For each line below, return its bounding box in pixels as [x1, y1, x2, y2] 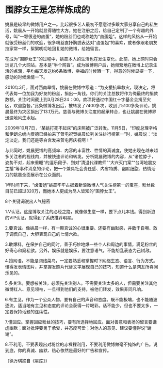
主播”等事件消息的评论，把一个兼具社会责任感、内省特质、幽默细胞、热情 [5, 165, 152, 171]
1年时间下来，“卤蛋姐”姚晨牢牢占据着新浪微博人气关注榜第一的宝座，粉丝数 [5, 182, 155, 188]
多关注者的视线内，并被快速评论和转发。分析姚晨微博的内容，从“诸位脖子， [5, 153, 156, 159]
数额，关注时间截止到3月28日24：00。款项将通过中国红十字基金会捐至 [5, 96, 147, 102]
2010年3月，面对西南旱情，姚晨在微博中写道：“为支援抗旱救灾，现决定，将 [5, 84, 155, 90]
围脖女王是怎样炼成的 [5, 4, 91, 16]
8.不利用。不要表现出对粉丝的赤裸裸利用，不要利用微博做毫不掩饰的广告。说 [5, 341, 158, 347]
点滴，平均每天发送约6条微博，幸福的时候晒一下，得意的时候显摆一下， [13, 68, 157, 74]
